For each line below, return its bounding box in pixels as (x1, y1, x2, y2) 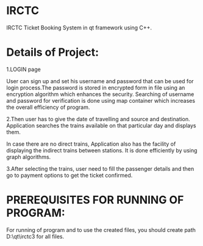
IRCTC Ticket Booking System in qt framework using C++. (6, 24, 152, 31)
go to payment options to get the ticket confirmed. (6, 171, 133, 179)
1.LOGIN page (6, 65, 41, 73)
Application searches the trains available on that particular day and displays (6, 122, 196, 129)
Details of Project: (6, 45, 99, 59)
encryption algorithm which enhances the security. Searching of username (6, 90, 194, 98)
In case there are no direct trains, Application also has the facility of (6, 140, 176, 147)
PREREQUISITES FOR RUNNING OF (6, 193, 184, 207)
